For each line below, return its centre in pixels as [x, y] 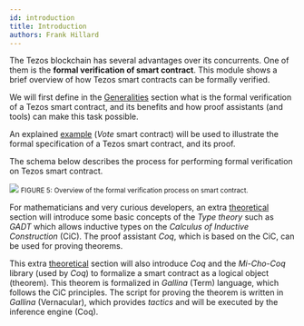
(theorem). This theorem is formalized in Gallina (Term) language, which [144, 283]
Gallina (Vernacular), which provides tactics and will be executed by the [144, 302]
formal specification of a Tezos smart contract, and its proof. [123, 144]
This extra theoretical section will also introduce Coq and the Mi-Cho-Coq [147, 263]
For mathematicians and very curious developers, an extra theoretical [139, 207]
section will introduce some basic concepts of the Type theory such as [142, 217]
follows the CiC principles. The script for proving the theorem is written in [147, 292]
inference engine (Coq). [54, 312]
